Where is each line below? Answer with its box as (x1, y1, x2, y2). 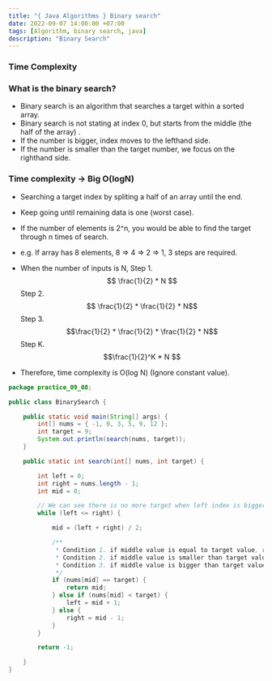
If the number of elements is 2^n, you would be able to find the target (19, 223, 251, 233)
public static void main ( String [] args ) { (23, 413, 168, 421)
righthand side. (19, 153, 71, 163)
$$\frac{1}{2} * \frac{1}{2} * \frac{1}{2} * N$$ (66, 326, 219, 336)
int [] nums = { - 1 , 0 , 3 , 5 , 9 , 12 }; (37, 420, 168, 428)
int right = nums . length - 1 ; (37, 479, 139, 487)
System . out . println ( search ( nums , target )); (37, 435, 186, 443)
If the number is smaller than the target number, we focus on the (19, 144, 236, 154)
